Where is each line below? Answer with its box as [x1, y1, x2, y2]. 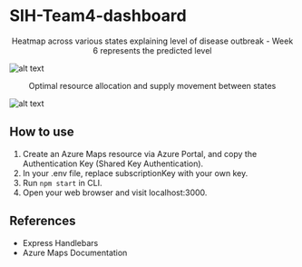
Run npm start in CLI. [22, 177, 102, 188]
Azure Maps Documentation [22, 247, 128, 258]
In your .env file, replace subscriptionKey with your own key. [22, 167, 248, 178]
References [9, 213, 76, 229]
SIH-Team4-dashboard [9, 5, 188, 26]
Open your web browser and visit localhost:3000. [22, 187, 208, 198]
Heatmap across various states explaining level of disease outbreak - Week [11, 35, 294, 46]
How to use [9, 124, 74, 140]
